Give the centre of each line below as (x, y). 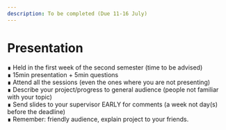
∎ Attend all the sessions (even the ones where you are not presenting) (109, 82)
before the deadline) (37, 111)
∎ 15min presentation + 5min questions (63, 74)
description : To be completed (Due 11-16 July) (78, 14)
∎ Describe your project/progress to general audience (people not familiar (113, 89)
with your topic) (30, 97)
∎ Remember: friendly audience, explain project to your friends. (98, 119)
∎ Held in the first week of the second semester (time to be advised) (105, 67)
